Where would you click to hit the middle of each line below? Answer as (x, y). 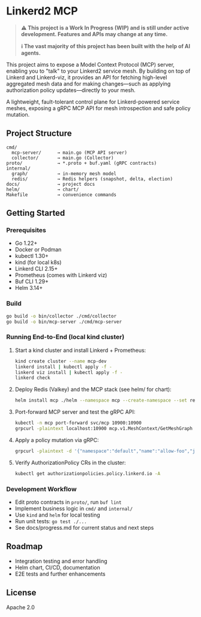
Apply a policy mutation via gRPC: (57, 440)
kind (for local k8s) (38, 262)
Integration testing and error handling (61, 561)
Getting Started (36, 213)
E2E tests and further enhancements (60, 574)
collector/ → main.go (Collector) (63, 158)
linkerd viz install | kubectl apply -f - (69, 372)
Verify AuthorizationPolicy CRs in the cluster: (70, 462)
